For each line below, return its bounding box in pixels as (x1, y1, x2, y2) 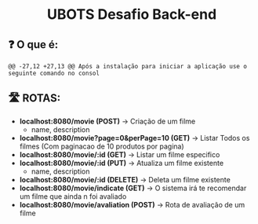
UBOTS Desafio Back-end (46, 6, 217, 24)
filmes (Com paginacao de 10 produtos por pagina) (19, 141, 184, 151)
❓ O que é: (8, 38, 59, 51)
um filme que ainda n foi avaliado (19, 191, 127, 201)
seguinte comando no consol (8, 69, 100, 77)
